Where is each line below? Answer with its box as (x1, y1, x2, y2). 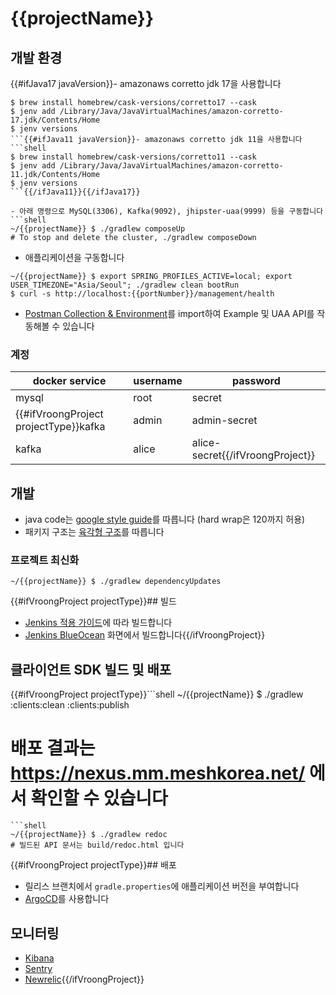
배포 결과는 (10, 737, 96, 760)
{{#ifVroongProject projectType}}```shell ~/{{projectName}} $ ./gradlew (10, 688, 304, 701)
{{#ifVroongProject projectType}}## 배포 (10, 859, 177, 871)
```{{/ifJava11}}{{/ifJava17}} (10, 187, 141, 197)
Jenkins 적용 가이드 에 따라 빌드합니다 (24, 617, 173, 629)
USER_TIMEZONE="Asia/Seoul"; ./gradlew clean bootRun (10, 280, 240, 290)
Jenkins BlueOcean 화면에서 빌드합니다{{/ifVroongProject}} (24, 629, 266, 641)
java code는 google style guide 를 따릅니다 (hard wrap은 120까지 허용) (24, 513, 306, 526)
